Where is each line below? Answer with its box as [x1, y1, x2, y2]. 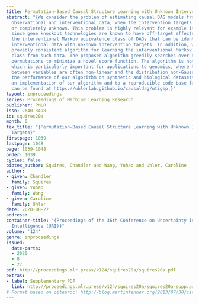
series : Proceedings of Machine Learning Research [6, 96, 134, 102]
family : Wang [11, 190, 44, 196]
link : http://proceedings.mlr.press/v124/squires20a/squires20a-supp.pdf [11, 283, 197, 290]
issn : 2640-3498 [6, 108, 46, 114]
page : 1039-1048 [6, 146, 46, 152]
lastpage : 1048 [6, 140, 44, 147]
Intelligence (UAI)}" [11, 223, 65, 229]
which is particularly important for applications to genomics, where [11, 63, 190, 70]
